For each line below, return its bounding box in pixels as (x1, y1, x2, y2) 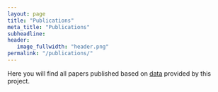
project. (7, 76, 30, 85)
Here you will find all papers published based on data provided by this (7, 69, 211, 78)
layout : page (7, 10, 46, 18)
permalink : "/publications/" (7, 50, 93, 57)
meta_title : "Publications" (7, 23, 91, 30)
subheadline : (7, 30, 46, 38)
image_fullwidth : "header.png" (16, 43, 110, 50)
